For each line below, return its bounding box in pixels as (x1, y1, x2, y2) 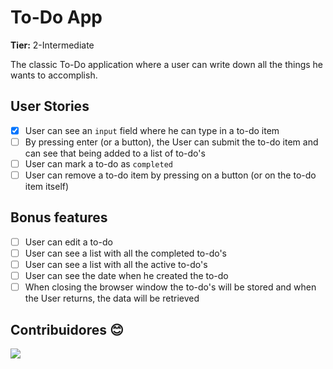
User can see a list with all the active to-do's (24, 258, 208, 270)
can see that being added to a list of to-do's (24, 147, 206, 159)
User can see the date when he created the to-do (24, 270, 229, 281)
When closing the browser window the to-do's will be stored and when (24, 281, 317, 293)
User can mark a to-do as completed (24, 157, 174, 170)
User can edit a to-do (24, 236, 113, 248)
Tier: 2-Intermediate (10, 39, 95, 51)
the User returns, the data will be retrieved (24, 292, 200, 305)
